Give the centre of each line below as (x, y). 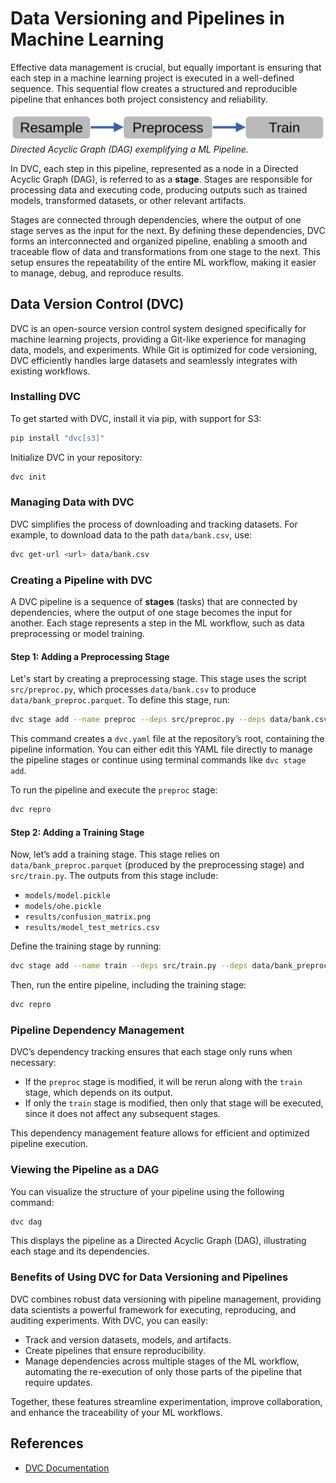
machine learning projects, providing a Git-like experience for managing (158, 339)
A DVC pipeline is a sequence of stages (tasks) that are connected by (154, 602)
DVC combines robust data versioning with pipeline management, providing (166, 1299)
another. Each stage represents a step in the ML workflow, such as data (157, 623)
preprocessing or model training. (77, 634)
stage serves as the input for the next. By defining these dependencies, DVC (168, 230)
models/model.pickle (67, 896)
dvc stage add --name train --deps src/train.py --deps (129, 966)
